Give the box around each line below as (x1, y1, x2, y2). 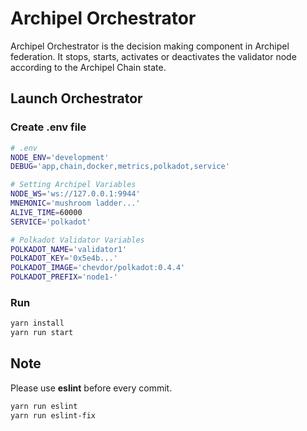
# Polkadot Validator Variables (10, 235, 145, 245)
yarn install (10, 318, 65, 329)
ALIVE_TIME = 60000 (10, 207, 83, 217)
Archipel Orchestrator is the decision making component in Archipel (10, 40, 290, 52)
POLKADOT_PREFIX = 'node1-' (10, 272, 118, 282)
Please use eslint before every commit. (10, 382, 173, 394)
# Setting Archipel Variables (10, 180, 137, 190)
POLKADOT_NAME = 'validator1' (10, 244, 128, 254)
